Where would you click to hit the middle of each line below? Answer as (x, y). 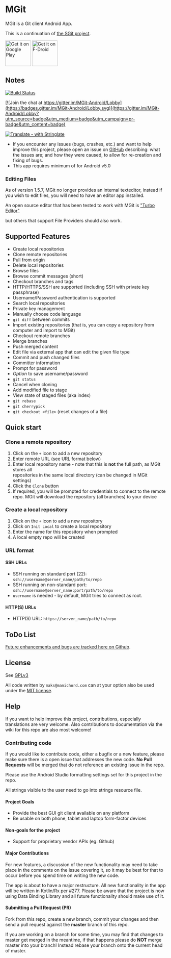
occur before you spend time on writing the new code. (62, 875)
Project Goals (20, 801)
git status (24, 379)
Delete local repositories (38, 265)
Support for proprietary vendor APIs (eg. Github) (63, 841)
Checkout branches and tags (43, 281)
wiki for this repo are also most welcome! (48, 729)
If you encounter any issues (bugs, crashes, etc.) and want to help (82, 144)
